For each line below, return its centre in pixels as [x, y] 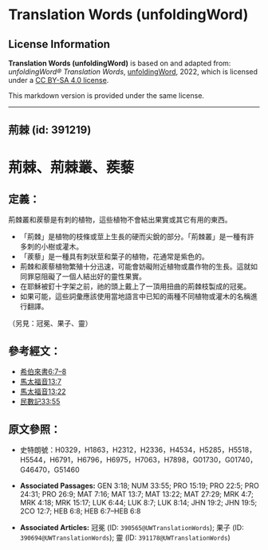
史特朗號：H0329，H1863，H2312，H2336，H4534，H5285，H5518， [138, 450]
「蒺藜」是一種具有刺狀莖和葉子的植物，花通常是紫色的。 [114, 257]
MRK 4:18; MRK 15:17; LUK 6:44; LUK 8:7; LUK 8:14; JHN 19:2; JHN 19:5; [138, 503]
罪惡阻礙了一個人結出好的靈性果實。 [86, 277]
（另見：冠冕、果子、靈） [50, 324]
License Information [59, 44]
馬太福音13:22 [43, 391]
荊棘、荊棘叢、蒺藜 [71, 167]
